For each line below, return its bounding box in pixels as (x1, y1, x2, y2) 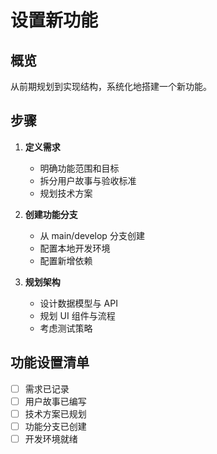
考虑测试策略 (39, 322, 93, 334)
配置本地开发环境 (39, 242, 111, 254)
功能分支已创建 (24, 420, 87, 432)
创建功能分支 (24, 208, 78, 220)
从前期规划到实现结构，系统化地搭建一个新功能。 (10, 81, 212, 92)
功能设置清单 (10, 354, 90, 371)
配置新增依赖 (39, 254, 93, 266)
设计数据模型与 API (39, 297, 118, 309)
